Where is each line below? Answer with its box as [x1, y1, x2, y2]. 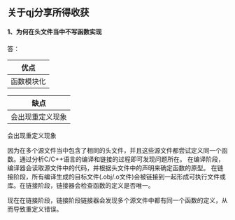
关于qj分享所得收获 [7, 6, 90, 19]
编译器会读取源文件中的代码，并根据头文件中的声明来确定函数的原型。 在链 [7, 163, 224, 172]
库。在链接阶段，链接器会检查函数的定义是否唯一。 [7, 181, 155, 189]
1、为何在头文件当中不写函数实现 [7, 27, 103, 36]
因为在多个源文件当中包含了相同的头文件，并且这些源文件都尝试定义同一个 [7, 146, 222, 154]
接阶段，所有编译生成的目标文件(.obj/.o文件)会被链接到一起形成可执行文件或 [7, 172, 226, 181]
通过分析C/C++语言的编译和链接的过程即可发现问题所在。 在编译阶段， [19, 155, 225, 163]
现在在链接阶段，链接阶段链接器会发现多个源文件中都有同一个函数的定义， [7, 195, 222, 205]
